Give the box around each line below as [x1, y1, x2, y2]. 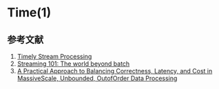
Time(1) [7, 5, 52, 21]
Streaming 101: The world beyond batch [17, 60, 130, 68]
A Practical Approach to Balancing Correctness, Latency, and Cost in [17, 67, 213, 75]
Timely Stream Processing [17, 53, 92, 60]
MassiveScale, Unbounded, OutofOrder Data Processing [17, 74, 178, 82]
